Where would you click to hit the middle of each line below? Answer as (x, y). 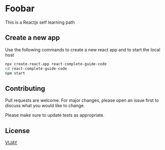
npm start (15, 73)
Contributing (25, 89)
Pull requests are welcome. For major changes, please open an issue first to (82, 100)
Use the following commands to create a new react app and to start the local (83, 49)
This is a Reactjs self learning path (40, 22)
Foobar (20, 9)
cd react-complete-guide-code (36, 69)
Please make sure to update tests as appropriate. (55, 115)
